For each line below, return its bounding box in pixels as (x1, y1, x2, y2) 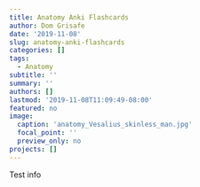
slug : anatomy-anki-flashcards (9, 37, 125, 47)
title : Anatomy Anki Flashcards (9, 12, 129, 22)
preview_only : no (17, 136, 82, 145)
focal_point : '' (17, 129, 77, 137)
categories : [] (9, 46, 66, 55)
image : (9, 112, 34, 121)
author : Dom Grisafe (9, 21, 86, 30)
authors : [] (9, 87, 53, 96)
